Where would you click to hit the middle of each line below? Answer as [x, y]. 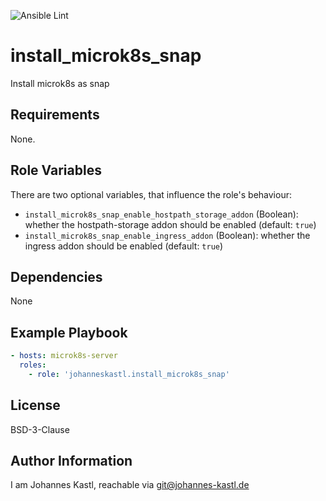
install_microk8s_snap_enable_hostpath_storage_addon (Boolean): [161, 214]
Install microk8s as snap [60, 83]
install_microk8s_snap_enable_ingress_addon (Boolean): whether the [167, 235]
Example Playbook [69, 332]
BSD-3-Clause [40, 429]
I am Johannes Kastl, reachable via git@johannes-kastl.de [130, 485]
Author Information [71, 461]
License [35, 405]
